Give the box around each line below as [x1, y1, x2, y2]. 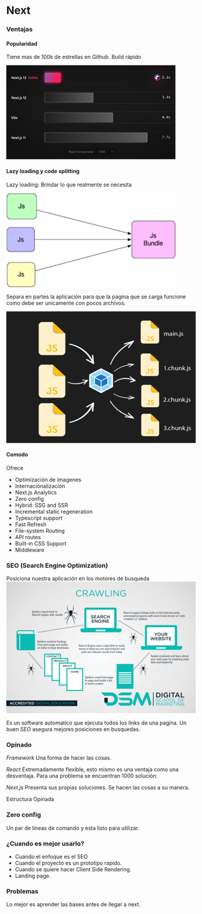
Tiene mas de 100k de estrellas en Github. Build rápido [6, 54, 141, 61]
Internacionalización [14, 482, 66, 489]
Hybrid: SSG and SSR [14, 501, 69, 509]
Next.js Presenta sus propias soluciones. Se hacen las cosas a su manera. [6, 784, 190, 791]
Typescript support [14, 514, 63, 521]
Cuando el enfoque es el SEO [14, 853, 88, 860]
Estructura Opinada [6, 796, 55, 803]
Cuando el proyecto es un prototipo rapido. [14, 859, 122, 866]
